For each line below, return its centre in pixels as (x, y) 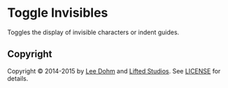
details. (18, 78)
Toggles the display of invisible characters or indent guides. (93, 32)
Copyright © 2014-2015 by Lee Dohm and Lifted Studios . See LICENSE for (114, 71)
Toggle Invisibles (58, 13)
